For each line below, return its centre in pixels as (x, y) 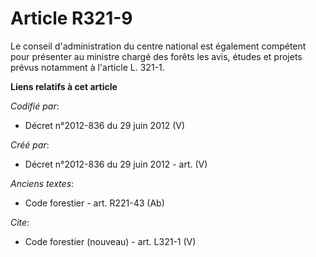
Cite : (20, 222)
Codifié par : (35, 106)
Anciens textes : (42, 183)
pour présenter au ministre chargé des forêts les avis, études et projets (156, 56)
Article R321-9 (71, 18)
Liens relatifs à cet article (64, 86)
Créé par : (30, 144)
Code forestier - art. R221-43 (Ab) (94, 203)
